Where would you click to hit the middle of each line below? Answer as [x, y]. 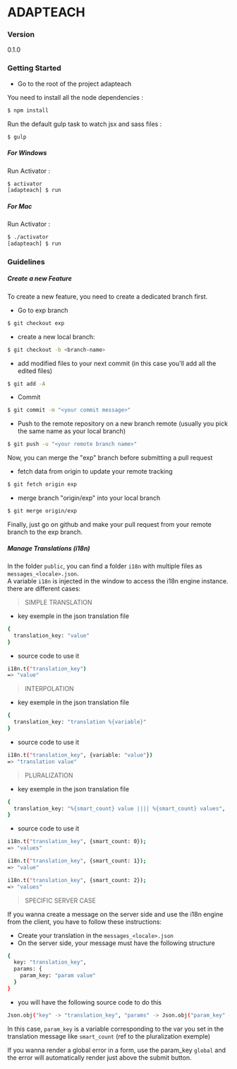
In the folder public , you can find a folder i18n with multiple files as [105, 566]
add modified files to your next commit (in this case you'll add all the [117, 363]
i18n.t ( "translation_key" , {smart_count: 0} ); [77, 842]
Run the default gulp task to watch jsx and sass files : [85, 124]
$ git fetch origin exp [42, 485]
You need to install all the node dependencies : [75, 97]
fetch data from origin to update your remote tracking [95, 471]
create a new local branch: [56, 336]
